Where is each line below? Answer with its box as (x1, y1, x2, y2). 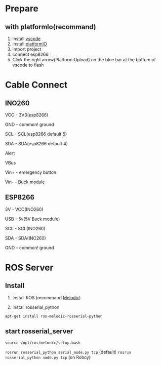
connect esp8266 (12, 51, 49, 57)
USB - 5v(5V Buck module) (5, 216, 60, 222)
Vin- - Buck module (5, 179, 45, 185)
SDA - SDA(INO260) (5, 235, 46, 241)
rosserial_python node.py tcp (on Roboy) (5, 354, 91, 360)
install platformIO (12, 41, 47, 47)
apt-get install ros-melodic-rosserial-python (5, 314, 103, 319)
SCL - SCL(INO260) (5, 225, 45, 231)
